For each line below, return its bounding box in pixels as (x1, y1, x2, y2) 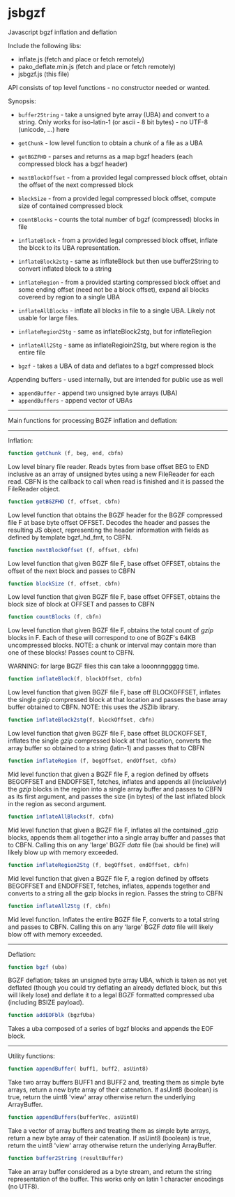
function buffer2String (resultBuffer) (8, 1155, 124, 1162)
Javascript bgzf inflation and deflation (8, 28, 117, 36)
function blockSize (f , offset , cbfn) (8, 580, 121, 587)
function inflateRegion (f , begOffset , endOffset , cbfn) (8, 757, 177, 765)
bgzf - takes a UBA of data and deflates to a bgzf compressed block (17, 362, 214, 370)
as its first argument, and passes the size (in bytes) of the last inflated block (8, 792, 226, 801)
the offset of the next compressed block (17, 180, 134, 189)
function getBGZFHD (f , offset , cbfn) (8, 498, 121, 505)
